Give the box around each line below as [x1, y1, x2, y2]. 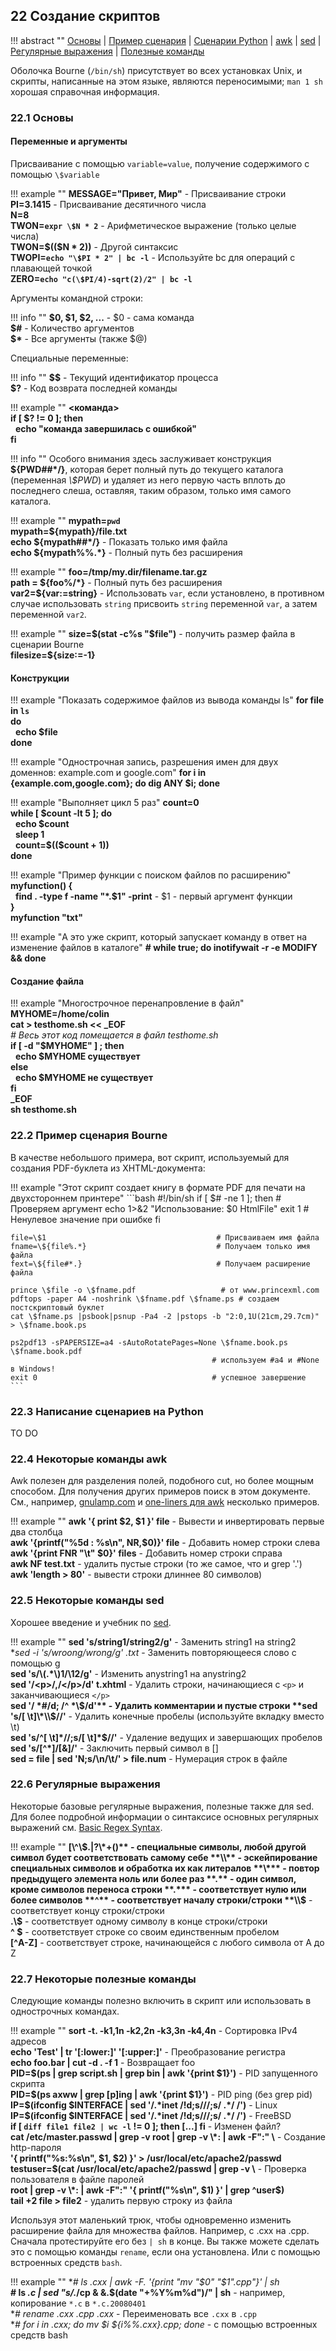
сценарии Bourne [10, 638, 85, 650]
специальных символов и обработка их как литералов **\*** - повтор [10, 1862, 320, 1874]
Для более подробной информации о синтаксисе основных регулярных [10, 1810, 319, 1823]
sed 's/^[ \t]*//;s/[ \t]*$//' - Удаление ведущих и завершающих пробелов [10, 1731, 323, 1743]
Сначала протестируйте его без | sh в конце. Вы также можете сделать [10, 2235, 320, 2248]
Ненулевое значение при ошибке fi [10, 1213, 161, 1225]
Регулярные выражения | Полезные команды [10, 45, 205, 57]
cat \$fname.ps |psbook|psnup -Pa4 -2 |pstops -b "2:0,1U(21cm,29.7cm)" [10, 1311, 320, 1321]
